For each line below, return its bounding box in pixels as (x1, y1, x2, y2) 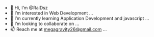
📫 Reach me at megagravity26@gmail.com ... (10, 26, 107, 32)
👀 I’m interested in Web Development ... (10, 10, 93, 16)
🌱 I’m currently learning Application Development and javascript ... (10, 15, 149, 21)
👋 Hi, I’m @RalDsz (10, 5, 48, 10)
